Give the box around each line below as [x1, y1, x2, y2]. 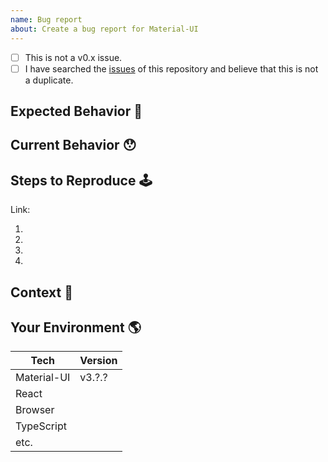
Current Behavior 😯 [10, 137, 137, 154]
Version [79, 354, 118, 368]
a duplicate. [24, 74, 74, 86]
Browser [15, 403, 55, 417]
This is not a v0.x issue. [24, 51, 123, 63]
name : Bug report [10, 14, 83, 25]
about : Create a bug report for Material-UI [10, 24, 199, 34]
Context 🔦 [10, 284, 73, 301]
